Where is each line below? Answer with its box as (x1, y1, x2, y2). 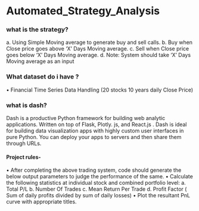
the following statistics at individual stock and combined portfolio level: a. (6, 179, 186, 187)
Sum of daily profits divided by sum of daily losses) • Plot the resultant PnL (6, 192, 191, 199)
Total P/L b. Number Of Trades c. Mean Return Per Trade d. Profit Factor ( (6, 185, 187, 193)
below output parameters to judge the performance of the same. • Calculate (6, 173, 194, 180)
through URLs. (6, 140, 42, 147)
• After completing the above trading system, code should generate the (6, 166, 182, 174)
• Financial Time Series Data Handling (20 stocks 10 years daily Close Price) (6, 86, 194, 93)
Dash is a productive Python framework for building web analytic (6, 115, 166, 122)
